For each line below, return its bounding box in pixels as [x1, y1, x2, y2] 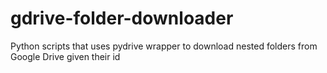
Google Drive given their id [10, 50, 121, 62]
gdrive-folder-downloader [10, 7, 234, 30]
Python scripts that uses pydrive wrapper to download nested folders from [10, 40, 318, 52]
